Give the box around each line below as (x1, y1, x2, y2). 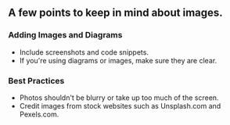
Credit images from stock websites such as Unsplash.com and (19, 101, 221, 110)
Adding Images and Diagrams (8, 30, 123, 41)
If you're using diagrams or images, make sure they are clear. (19, 55, 217, 65)
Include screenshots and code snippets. (19, 47, 149, 57)
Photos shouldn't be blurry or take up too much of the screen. (19, 93, 219, 102)
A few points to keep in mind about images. (8, 6, 223, 20)
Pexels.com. (19, 109, 59, 119)
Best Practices (8, 75, 65, 86)
